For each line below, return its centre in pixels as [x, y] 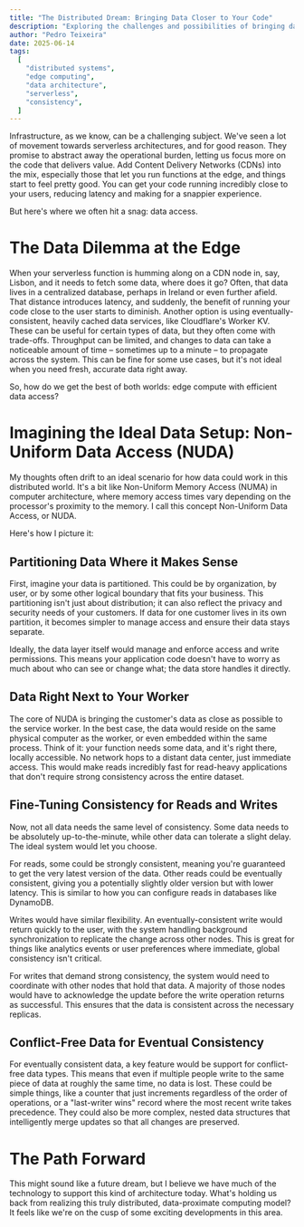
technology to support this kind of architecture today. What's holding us [143, 1193]
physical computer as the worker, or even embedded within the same [138, 738]
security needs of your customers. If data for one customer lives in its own [148, 612]
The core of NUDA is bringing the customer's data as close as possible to [146, 719]
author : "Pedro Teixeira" [58, 34]
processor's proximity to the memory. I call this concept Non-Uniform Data [148, 506]
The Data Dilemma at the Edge [125, 248]
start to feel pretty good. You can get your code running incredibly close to [149, 184]
